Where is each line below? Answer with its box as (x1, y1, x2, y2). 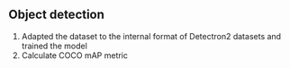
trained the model (21, 40, 87, 51)
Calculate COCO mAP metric (21, 49, 128, 61)
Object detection (8, 7, 105, 22)
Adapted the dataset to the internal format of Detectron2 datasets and (21, 30, 281, 41)
